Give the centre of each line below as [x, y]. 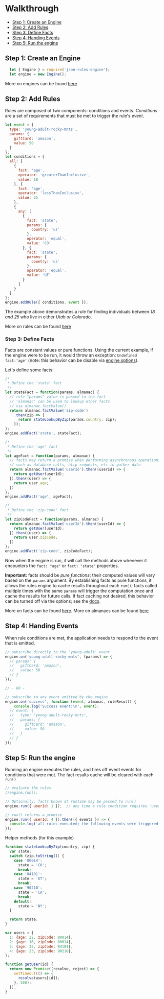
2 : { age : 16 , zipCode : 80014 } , [41, 942]
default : [23, 902]
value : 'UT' [39, 275]
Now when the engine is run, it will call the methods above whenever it [76, 560]
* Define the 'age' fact [32, 447]
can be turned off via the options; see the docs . [53, 601]
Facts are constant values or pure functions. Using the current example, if [79, 350]
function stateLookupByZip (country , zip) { [50, 847]
